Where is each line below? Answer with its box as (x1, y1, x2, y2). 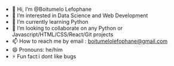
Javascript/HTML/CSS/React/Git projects (11, 31, 114, 38)
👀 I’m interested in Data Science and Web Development (11, 12, 148, 19)
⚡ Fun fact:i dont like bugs (11, 53, 77, 59)
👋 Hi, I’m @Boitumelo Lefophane (11, 6, 91, 12)
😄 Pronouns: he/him (11, 46, 63, 53)
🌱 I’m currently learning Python (11, 18, 88, 25)
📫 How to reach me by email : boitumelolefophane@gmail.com (11, 37, 168, 45)
